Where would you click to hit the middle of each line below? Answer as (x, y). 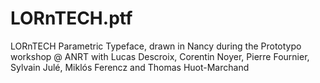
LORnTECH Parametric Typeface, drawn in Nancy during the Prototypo (156, 46)
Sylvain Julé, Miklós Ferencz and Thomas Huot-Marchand (130, 67)
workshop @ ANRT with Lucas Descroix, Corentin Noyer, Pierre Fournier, (160, 56)
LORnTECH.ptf (71, 18)
